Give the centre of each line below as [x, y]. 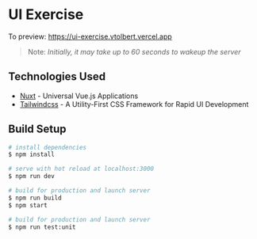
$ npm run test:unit [42, 227]
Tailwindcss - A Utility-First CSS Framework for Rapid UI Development [134, 104]
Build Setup [37, 129]
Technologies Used [57, 77]
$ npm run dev [32, 176]
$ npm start [28, 205]
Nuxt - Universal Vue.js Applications [79, 96]
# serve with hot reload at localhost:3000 [81, 169]
